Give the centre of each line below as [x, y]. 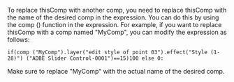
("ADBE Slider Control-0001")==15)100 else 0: [95, 58]
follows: [19, 40]
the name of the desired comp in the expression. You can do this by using [113, 17]
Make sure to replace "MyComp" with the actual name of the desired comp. [116, 71]
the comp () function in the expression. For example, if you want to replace [115, 25]
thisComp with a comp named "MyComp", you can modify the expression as [117, 32]
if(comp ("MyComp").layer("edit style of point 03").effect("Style [108, 52]
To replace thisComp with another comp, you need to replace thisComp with [117, 10]
